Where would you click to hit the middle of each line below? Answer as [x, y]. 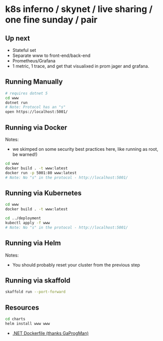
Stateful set [24, 50]
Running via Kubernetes [43, 193]
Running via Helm [33, 243]
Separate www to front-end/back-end [51, 55]
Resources [22, 307]
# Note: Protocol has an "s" [35, 107]
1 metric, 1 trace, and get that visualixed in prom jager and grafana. [81, 66]
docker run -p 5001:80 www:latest [41, 173]
